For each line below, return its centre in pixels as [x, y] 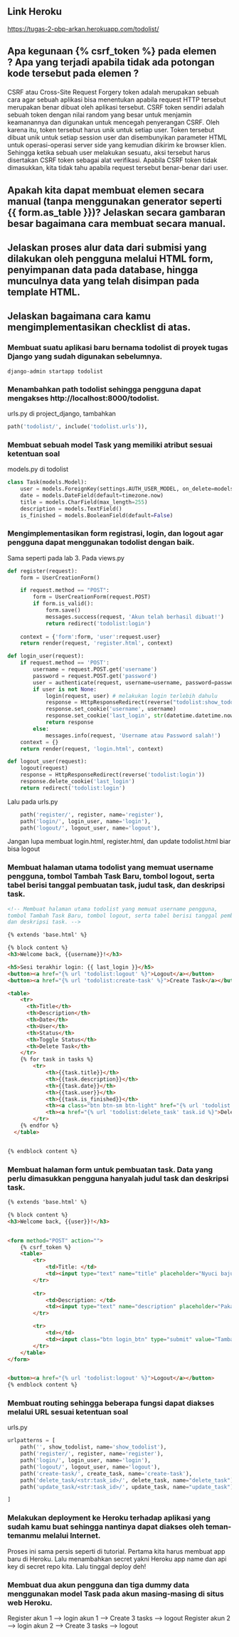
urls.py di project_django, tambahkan [62, 413]
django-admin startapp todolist [55, 371]
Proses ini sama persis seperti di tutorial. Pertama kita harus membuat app [116, 1551]
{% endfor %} [39, 1126]
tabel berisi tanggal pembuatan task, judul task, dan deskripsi [116, 885]
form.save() [63, 610]
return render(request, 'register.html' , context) [97, 643]
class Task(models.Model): [47, 482]
